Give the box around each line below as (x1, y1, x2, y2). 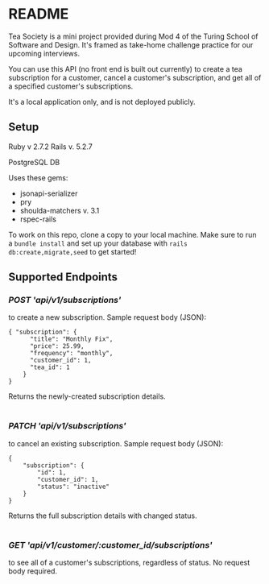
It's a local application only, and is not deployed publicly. (8, 97, 196, 106)
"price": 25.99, (29, 342, 85, 350)
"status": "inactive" (37, 483, 110, 491)
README (8, 5, 69, 23)
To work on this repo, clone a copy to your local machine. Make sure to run (8, 230, 257, 239)
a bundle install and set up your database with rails (8, 238, 188, 248)
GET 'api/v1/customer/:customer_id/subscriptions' (8, 539, 213, 550)
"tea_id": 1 (29, 363, 70, 371)
